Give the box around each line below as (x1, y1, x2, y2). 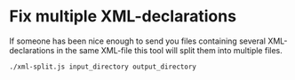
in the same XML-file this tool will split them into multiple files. (56, 44, 283, 55)
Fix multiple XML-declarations (9, 6, 237, 27)
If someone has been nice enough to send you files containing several (9, 36, 267, 46)
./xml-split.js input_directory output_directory (9, 62, 197, 71)
